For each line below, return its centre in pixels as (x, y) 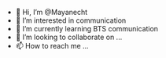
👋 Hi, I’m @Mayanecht (52, 12)
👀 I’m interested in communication (71, 20)
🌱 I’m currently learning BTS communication (87, 29)
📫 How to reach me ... (52, 46)
